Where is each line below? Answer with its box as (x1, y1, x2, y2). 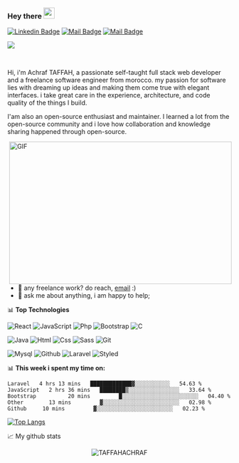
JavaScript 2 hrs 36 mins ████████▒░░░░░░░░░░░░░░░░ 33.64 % (7, 387, 212, 394)
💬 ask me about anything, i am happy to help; (17, 291, 151, 300)
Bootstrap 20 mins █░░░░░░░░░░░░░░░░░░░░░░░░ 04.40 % (7, 392, 231, 400)
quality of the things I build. (7, 98, 87, 107)
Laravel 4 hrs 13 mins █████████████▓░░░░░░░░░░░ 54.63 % (7, 380, 202, 387)
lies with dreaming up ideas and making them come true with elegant (7, 83, 210, 92)
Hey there (7, 11, 43, 21)
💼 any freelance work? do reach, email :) (17, 283, 137, 292)
